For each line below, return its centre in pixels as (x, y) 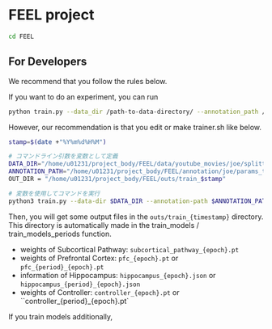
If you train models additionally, (61, 316)
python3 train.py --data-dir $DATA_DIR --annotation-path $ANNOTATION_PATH (139, 201)
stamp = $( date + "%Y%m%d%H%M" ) (57, 142)
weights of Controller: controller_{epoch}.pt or (100, 292)
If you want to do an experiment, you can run (83, 97)
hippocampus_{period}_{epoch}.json (80, 285)
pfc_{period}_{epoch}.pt (62, 267)
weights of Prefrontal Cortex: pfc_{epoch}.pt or (99, 258)
